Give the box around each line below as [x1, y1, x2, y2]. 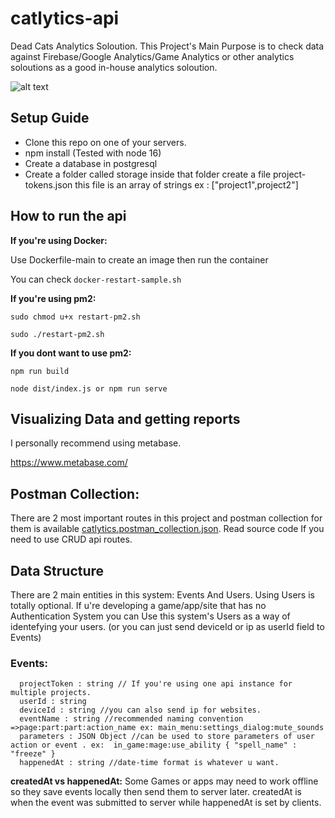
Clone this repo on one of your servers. [24, 136, 187, 148]
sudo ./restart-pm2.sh [10, 329, 105, 339]
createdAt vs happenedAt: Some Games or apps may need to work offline [10, 775, 319, 787]
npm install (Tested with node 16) [24, 147, 162, 159]
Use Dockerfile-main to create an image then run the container [10, 253, 269, 266]
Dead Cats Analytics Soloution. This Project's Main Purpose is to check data [10, 40, 325, 52]
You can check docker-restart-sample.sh [10, 273, 182, 285]
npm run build [10, 366, 70, 376]
